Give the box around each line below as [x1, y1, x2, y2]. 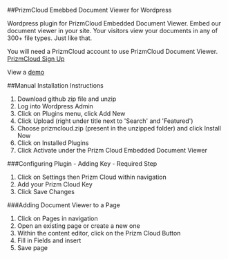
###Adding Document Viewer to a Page [7, 201, 121, 209]
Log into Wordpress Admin [17, 102, 93, 110]
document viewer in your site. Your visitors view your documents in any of [7, 27, 218, 35]
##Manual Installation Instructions [7, 81, 104, 89]
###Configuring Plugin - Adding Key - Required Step [7, 160, 158, 168]
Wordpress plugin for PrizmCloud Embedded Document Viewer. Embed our [7, 19, 221, 27]
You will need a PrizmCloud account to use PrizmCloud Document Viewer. [7, 48, 218, 55]
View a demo [7, 68, 45, 76]
